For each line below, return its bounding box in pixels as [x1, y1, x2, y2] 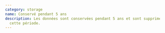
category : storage [5, 7, 43, 12]
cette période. [9, 20, 41, 26]
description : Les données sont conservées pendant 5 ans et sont [5, 16, 141, 21]
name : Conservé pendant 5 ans [5, 12, 67, 16]
